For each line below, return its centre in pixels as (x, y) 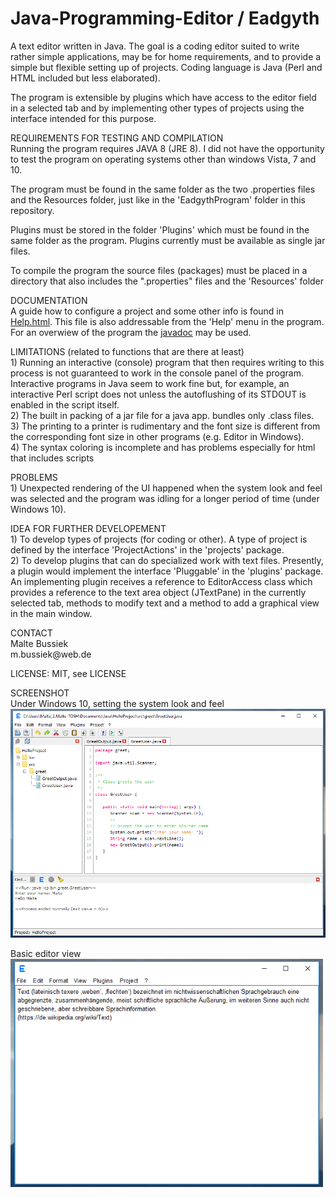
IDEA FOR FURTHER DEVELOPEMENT (88, 528)
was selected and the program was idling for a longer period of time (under (165, 498)
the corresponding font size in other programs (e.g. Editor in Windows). (157, 436)
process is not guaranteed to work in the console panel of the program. (157, 373)
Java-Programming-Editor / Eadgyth (165, 18)
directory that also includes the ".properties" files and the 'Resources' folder (167, 281)
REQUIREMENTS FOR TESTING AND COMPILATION (117, 138)
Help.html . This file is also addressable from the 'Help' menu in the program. (167, 321)
